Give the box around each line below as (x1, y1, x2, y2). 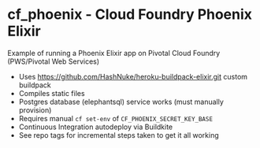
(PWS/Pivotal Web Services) (7, 57, 100, 66)
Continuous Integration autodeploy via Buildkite (18, 122, 173, 131)
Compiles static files (18, 88, 85, 98)
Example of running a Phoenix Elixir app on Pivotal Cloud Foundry (7, 48, 221, 57)
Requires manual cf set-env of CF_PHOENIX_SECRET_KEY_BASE (18, 113, 214, 123)
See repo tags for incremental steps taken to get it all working (18, 130, 220, 139)
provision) (18, 105, 52, 115)
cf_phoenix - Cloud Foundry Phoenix (7, 6, 253, 24)
